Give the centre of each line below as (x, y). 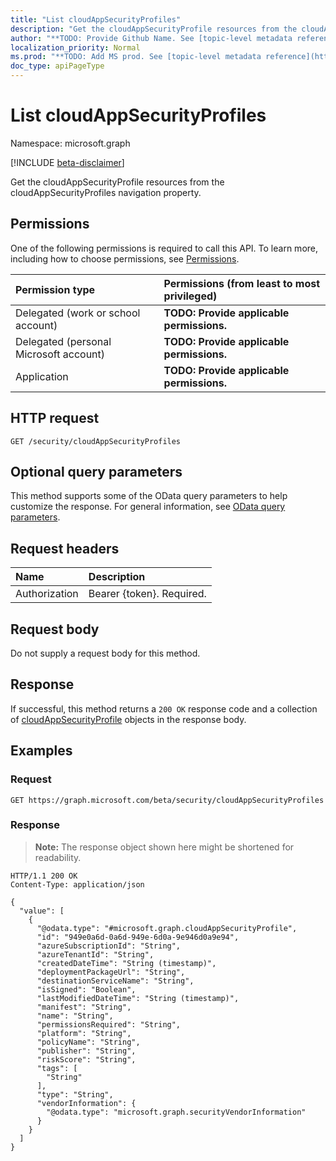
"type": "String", (75, 1094)
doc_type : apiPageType (57, 66)
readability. (58, 857)
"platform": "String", (84, 1033)
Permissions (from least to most (242, 283)
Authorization (47, 594)
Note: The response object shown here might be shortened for (164, 847)
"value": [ (42, 911)
